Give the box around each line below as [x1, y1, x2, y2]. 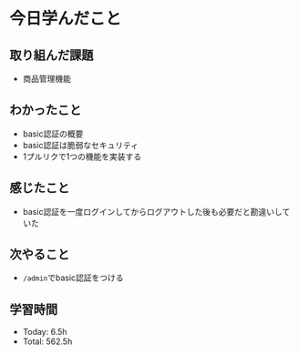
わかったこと [9, 102, 82, 118]
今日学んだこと [9, 8, 122, 29]
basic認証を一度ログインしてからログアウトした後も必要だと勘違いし [22, 206, 283, 217]
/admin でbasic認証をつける [22, 272, 125, 283]
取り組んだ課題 [9, 47, 94, 63]
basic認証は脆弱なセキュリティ [22, 139, 139, 150]
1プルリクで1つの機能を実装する [22, 151, 142, 162]
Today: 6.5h [22, 327, 67, 338]
